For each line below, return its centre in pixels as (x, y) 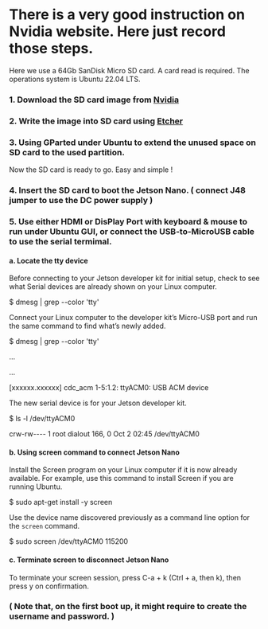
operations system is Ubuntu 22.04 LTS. (75, 79)
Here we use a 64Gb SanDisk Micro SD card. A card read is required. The (129, 70)
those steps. (51, 49)
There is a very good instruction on (127, 15)
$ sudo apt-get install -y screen (61, 502)
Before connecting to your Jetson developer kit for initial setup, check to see (134, 278)
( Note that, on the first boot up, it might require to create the (128, 607)
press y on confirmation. (49, 586)
